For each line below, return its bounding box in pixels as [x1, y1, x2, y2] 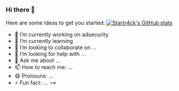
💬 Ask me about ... [14, 57, 61, 64]
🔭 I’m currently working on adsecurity [14, 31, 109, 38]
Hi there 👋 [5, 5, 36, 14]
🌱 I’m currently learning [14, 38, 73, 45]
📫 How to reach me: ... [14, 64, 73, 71]
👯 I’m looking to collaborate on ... [14, 44, 97, 51]
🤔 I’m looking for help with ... [14, 50, 86, 58]
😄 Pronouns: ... [14, 72, 54, 79]
